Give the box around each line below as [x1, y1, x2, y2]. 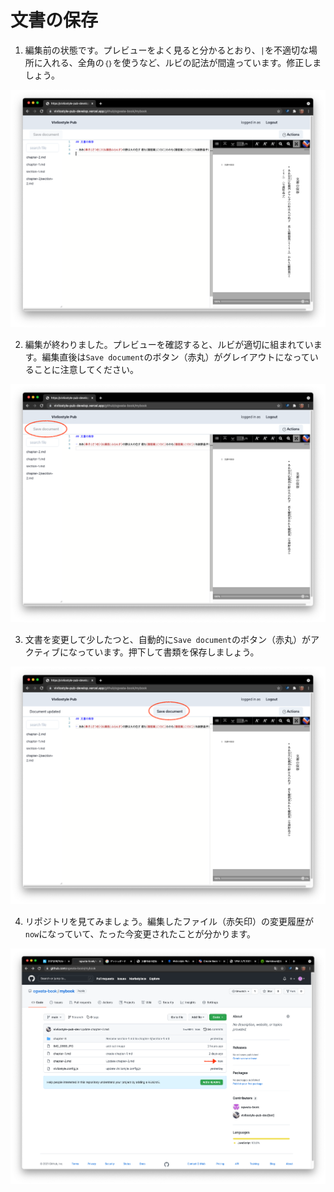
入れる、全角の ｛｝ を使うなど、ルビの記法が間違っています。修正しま [42, 56, 322, 68]
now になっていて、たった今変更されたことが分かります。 [24, 928, 257, 940]
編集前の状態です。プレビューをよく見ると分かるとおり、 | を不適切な [24, 44, 310, 56]
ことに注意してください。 [33, 364, 139, 376]
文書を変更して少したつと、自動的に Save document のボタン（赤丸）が [24, 633, 311, 645]
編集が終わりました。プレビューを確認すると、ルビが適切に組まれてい [24, 339, 314, 351]
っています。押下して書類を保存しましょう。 [76, 646, 260, 658]
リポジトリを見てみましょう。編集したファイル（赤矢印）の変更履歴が [24, 916, 314, 928]
